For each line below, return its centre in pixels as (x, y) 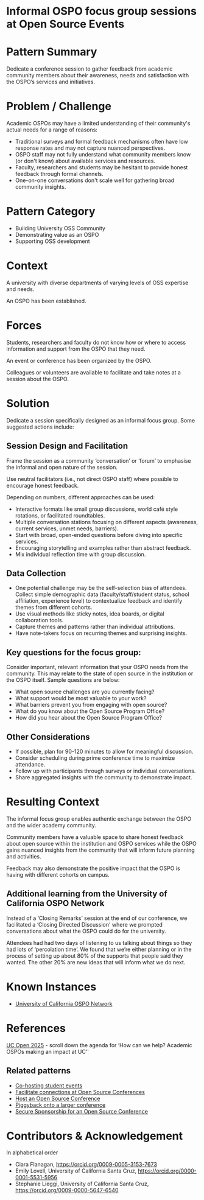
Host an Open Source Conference (58, 1098)
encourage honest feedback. (43, 485)
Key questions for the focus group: (74, 652)
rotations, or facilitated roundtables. (60, 515)
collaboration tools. (39, 620)
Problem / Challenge (59, 106)
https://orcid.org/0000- (167, 1171)
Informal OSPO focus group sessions (101, 11)
